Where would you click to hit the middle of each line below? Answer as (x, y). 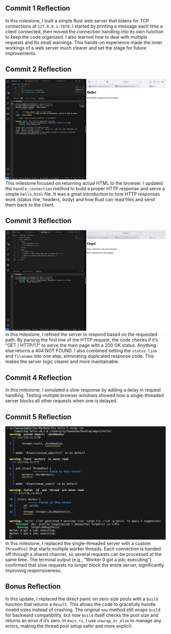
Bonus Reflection (33, 587)
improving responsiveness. (34, 570)
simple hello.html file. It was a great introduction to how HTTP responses (83, 194)
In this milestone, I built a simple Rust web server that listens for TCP (77, 20)
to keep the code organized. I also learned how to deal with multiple (76, 37)
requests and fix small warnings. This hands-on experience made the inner (84, 42)
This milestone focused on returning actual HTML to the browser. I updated (84, 183)
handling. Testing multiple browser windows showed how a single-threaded (84, 396)
